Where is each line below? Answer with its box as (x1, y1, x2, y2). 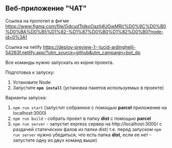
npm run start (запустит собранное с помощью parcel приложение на (12, 104, 167, 111)
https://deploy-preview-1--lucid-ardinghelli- (43, 44, 136, 50)
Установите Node (12, 79, 51, 85)
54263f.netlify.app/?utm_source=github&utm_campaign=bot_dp (5, 49, 141, 55)
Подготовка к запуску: (5, 69, 55, 75)
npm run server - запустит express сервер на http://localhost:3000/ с (12, 120, 162, 127)
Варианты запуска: (5, 94, 47, 100)
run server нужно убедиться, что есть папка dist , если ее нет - (12, 132, 152, 138)
